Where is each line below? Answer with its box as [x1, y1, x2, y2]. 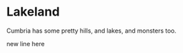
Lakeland [6, 4, 60, 20]
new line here [6, 39, 45, 48]
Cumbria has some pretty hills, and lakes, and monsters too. [6, 26, 177, 35]
